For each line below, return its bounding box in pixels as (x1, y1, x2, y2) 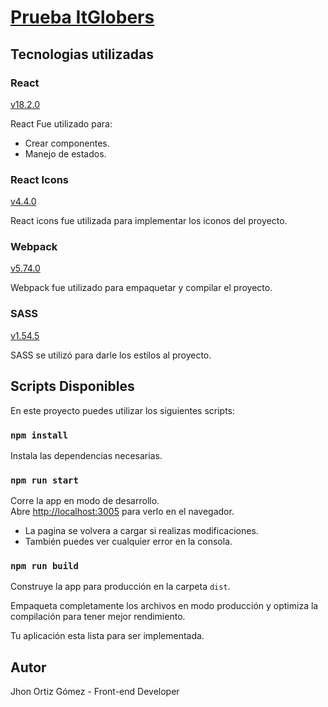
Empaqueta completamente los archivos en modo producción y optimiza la (10, 600, 319, 612)
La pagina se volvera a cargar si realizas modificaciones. (24, 525, 259, 537)
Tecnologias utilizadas (10, 46, 154, 63)
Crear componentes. (24, 137, 110, 149)
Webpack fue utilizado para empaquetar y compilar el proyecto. (10, 282, 273, 294)
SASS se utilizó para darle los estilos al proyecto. (10, 349, 212, 361)
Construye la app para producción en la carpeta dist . (10, 581, 231, 593)
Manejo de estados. (24, 147, 107, 160)
